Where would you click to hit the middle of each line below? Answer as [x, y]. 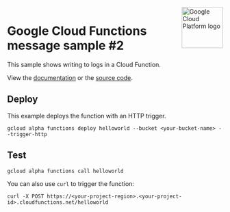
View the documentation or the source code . [70, 77]
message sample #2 [66, 45]
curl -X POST [26, 196]
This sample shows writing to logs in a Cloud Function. [84, 64]
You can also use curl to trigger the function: [71, 183]
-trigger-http [27, 134]
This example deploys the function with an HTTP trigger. [87, 116]
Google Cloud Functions [77, 31]
